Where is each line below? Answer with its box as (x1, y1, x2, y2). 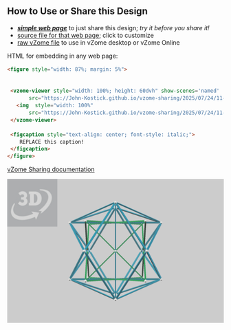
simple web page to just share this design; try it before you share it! (16, 23, 210, 32)
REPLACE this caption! (19, 138, 85, 145)
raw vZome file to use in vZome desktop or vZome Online (16, 38, 180, 47)
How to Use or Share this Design (7, 5, 148, 17)
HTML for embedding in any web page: (7, 52, 118, 60)
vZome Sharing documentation (7, 165, 95, 174)
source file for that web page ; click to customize (16, 31, 155, 39)
